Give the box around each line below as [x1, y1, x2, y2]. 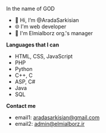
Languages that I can [6, 41, 60, 48]
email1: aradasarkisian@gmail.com [14, 114, 100, 121]
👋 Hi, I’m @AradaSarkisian [14, 17, 79, 23]
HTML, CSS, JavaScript [14, 53, 73, 60]
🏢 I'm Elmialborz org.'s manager [14, 30, 93, 36]
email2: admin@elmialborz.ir [14, 120, 85, 127]
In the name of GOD [6, 5, 55, 12]
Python [14, 66, 33, 72]
